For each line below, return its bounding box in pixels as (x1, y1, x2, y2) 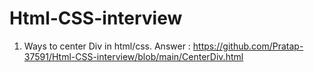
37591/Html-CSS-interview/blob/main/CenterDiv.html (23, 50, 244, 62)
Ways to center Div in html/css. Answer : (23, 40, 191, 52)
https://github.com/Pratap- (192, 40, 304, 52)
